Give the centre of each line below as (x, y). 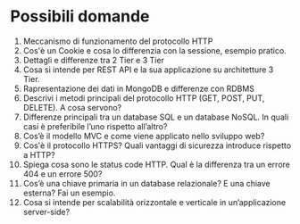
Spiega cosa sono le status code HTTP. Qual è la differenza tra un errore (157, 164)
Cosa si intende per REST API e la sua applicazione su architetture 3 (148, 70)
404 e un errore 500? (62, 174)
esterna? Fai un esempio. (69, 193)
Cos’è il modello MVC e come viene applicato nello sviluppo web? (144, 136)
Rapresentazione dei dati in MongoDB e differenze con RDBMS (139, 88)
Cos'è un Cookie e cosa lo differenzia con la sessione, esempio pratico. (154, 50)
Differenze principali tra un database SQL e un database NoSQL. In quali (156, 117)
